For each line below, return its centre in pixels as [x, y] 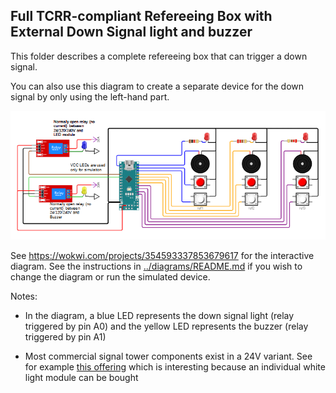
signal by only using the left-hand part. [90, 96]
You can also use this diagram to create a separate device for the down [157, 86]
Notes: [24, 296]
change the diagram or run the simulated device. [110, 277]
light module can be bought [81, 378]
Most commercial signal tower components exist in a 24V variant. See [168, 356]
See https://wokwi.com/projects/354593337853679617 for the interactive [162, 256]
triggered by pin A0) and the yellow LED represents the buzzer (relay [166, 326]
